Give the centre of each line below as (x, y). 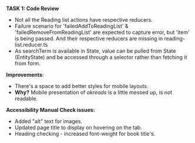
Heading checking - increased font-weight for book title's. (85, 134)
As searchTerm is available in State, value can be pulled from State (95, 51)
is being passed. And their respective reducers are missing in (89, 38)
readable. (26, 98)
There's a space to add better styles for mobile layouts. (81, 86)
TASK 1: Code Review (33, 8)
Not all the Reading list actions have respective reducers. (83, 20)
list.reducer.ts (31, 45)
